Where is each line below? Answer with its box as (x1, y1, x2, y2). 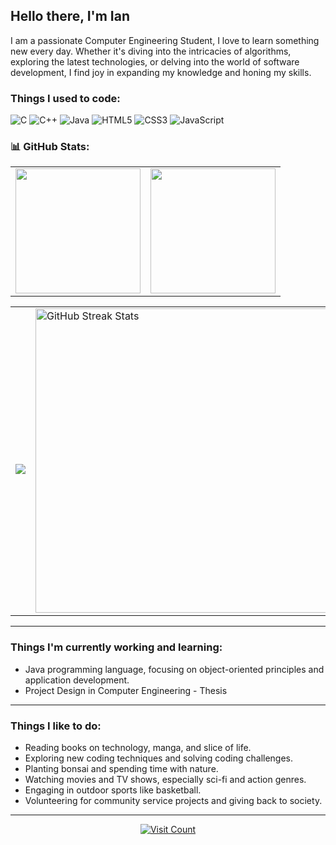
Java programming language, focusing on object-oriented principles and (24, 663, 325, 675)
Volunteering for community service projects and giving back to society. (24, 795, 323, 806)
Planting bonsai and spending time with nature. (24, 763, 219, 774)
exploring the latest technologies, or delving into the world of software (10, 55, 300, 68)
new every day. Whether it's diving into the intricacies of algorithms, (10, 45, 292, 57)
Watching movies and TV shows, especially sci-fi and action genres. (24, 774, 307, 785)
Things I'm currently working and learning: (10, 640, 223, 654)
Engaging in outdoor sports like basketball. (24, 784, 202, 796)
